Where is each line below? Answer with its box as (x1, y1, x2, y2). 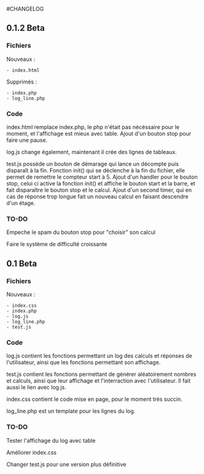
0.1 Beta (6, 258, 37, 269)
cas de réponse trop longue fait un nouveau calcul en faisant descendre (6, 193, 189, 200)
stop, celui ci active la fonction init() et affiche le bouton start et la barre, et (6, 179, 195, 187)
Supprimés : (6, 78, 37, 85)
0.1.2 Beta (6, 23, 45, 33)
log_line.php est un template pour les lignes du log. (6, 408, 136, 415)
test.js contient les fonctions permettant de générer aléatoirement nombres (6, 371, 197, 378)
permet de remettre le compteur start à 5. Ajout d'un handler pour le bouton (6, 173, 198, 181)
